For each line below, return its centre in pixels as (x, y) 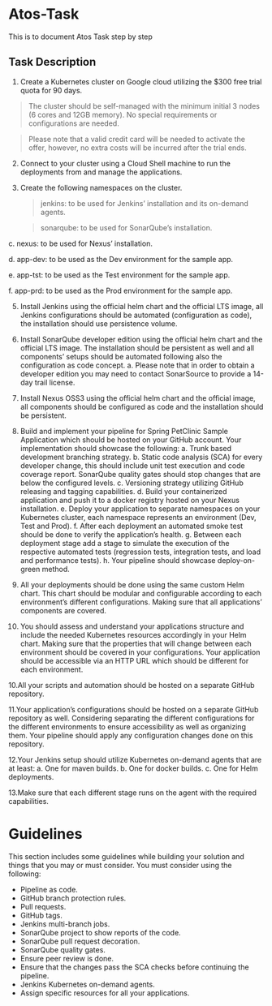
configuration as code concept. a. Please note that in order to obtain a (137, 365)
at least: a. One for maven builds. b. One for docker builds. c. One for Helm (133, 768)
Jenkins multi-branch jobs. (65, 924)
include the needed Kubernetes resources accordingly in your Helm (133, 634)
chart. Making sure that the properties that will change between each (136, 643)
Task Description (52, 62)
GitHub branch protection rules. (73, 898)
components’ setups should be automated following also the (121, 356)
